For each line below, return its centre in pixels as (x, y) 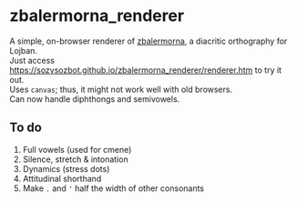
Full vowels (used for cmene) (77, 149)
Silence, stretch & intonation (76, 159)
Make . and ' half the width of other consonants (113, 188)
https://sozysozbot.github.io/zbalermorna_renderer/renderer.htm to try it (146, 70)
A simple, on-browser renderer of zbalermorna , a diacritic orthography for (148, 41)
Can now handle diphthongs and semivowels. (95, 99)
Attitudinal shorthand (62, 178)
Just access (32, 60)
